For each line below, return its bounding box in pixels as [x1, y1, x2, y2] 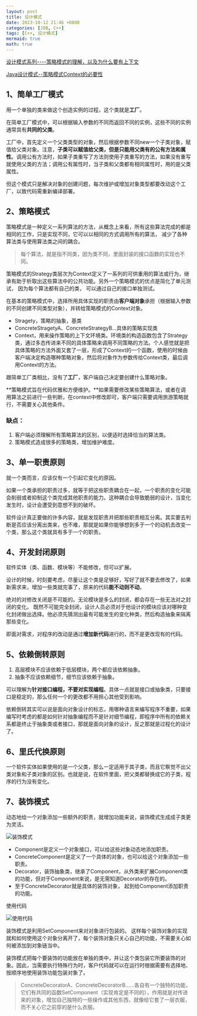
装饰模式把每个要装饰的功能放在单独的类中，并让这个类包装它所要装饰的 [6, 954, 181, 961]
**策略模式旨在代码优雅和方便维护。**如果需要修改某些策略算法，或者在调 [6, 386, 186, 393]
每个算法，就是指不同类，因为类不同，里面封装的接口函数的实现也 [20, 250, 180, 257]
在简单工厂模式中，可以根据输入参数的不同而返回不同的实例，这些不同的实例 [6, 119, 191, 126]
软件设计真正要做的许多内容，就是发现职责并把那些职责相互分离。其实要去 [6, 514, 186, 521]
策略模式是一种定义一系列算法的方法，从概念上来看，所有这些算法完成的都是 [6, 223, 191, 230]
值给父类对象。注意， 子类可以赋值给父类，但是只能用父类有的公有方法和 [6, 146, 181, 153]
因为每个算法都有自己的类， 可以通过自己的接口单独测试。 [17, 285, 158, 292]
